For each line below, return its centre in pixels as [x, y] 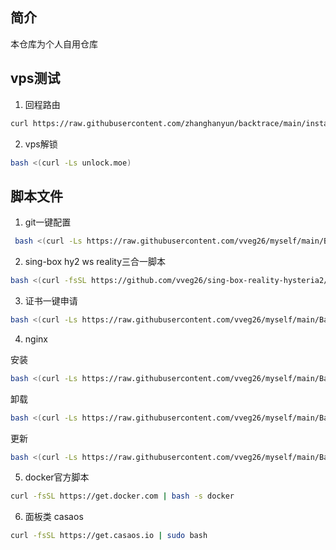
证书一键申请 [51, 300]
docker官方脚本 [57, 477]
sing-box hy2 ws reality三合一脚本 [95, 262]
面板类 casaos [54, 517]
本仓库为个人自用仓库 [54, 44]
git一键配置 [48, 222]
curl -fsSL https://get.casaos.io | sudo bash [109, 536]
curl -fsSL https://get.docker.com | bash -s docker [122, 496]
